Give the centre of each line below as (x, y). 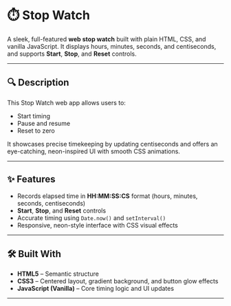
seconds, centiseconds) (51, 203)
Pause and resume (44, 123)
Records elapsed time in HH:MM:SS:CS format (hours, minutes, (107, 196)
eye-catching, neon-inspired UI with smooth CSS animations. (94, 151)
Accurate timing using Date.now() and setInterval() (91, 218)
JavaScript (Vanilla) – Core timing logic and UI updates (95, 289)
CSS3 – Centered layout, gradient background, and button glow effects (118, 281)
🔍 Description (38, 83)
